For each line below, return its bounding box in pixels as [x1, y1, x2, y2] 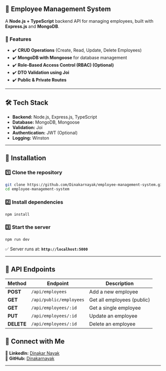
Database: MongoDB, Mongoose [12, 119, 80, 125]
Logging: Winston [12, 135, 49, 141]
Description [105, 280, 134, 287]
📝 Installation [5, 154, 46, 162]
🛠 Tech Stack [5, 98, 48, 107]
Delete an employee [89, 320, 136, 327]
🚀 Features [5, 36, 32, 43]
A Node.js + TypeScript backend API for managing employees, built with [5, 18, 154, 24]
